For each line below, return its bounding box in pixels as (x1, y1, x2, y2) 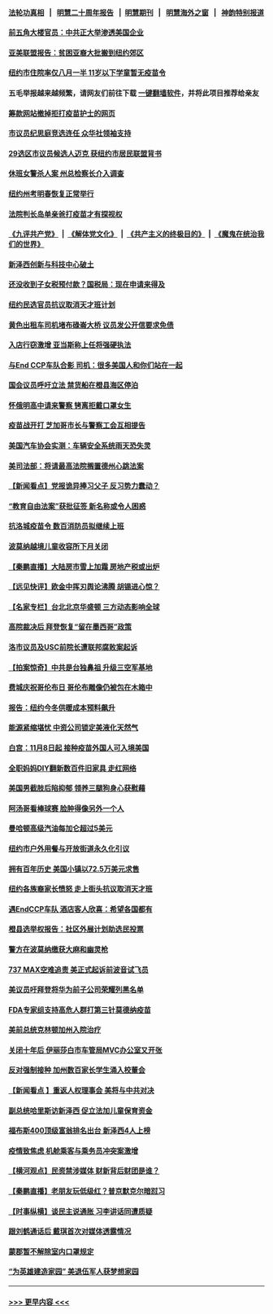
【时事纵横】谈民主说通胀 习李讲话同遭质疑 (8, 1206, 153, 1216)
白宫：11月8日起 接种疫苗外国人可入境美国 (8, 742, 149, 752)
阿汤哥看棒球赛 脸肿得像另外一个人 (8, 803, 124, 813)
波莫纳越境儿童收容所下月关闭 (8, 541, 108, 551)
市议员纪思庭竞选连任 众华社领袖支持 (8, 129, 132, 138)
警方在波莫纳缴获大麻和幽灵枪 (8, 944, 108, 954)
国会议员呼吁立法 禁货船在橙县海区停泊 (8, 380, 139, 390)
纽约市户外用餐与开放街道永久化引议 (8, 843, 130, 853)
